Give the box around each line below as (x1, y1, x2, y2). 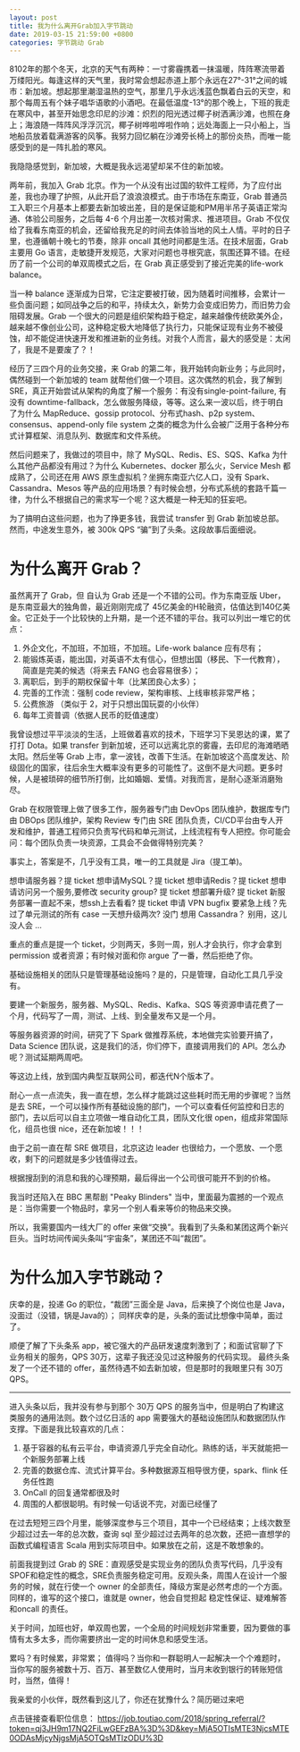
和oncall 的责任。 (9, 1604, 73, 1614)
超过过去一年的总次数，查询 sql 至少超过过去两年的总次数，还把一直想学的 (16, 1528, 291, 1539)
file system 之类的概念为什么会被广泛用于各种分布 (105, 419, 290, 430)
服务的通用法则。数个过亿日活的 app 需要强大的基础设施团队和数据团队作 (16, 1412, 286, 1423)
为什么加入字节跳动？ (9, 1267, 167, 1288)
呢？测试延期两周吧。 (9, 1052, 87, 1062)
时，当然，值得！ (9, 1675, 72, 1686)
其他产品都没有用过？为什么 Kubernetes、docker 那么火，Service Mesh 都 (16, 461, 291, 471)
